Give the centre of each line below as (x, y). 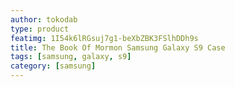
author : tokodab (44, 19)
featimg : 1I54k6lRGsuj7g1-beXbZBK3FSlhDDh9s (104, 38)
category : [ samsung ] (53, 66)
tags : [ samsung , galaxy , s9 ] (71, 57)
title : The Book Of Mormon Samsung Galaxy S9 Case (118, 47)
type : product (40, 29)
